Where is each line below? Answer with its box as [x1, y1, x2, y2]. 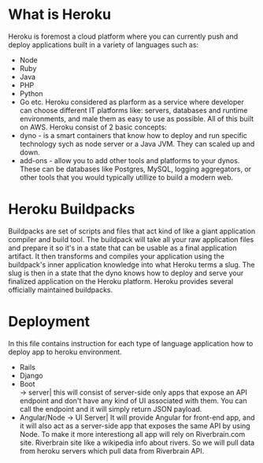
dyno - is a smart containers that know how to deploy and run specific [19, 130, 248, 140]
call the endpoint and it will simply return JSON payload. [19, 404, 202, 413]
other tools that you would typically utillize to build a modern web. [19, 172, 234, 182]
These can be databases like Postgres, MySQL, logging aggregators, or [19, 164, 252, 174]
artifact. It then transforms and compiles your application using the [8, 251, 224, 261]
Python [19, 88, 43, 98]
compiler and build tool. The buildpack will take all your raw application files [8, 234, 254, 244]
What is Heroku [8, 6, 112, 24]
